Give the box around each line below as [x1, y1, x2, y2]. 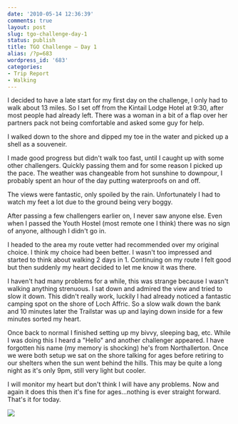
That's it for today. [7, 396, 61, 404]
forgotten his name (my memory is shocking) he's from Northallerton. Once [7, 344, 229, 352]
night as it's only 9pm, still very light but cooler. [7, 366, 146, 375]
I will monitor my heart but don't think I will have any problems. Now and [7, 380, 219, 388]
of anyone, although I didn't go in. [7, 227, 107, 235]
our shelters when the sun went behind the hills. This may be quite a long [7, 359, 222, 367]
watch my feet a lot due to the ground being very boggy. [7, 198, 173, 206]
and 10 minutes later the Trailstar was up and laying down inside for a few [7, 307, 223, 316]
